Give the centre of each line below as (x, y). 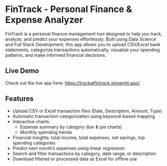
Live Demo (22, 71)
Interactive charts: (31, 121)
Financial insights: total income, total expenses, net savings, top (78, 137)
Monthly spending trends (46, 132)
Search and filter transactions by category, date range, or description (84, 153)
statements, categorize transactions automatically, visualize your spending (82, 50)
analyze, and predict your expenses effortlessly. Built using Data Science (81, 39)
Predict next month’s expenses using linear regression (68, 148)
